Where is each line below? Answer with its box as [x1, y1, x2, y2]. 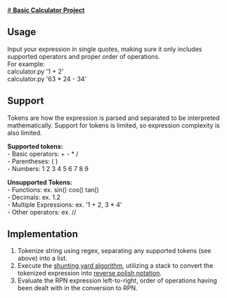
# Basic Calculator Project [7, 6, 85, 14]
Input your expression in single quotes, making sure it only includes [7, 45, 202, 53]
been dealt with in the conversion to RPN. [17, 284, 138, 292]
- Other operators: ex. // [7, 208, 77, 216]
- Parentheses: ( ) [7, 157, 58, 165]
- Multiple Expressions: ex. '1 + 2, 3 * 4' [7, 200, 122, 209]
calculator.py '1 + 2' [7, 67, 65, 76]
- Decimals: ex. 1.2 [7, 193, 61, 201]
